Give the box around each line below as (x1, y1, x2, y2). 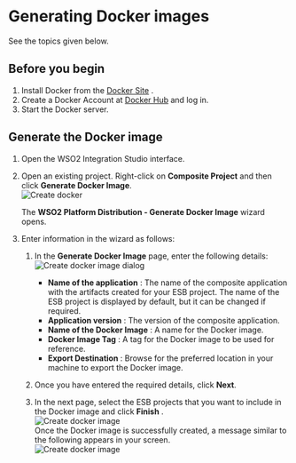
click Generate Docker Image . (20, 180, 132, 190)
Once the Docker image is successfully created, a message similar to (34, 425, 287, 435)
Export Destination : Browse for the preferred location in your (47, 353, 274, 363)
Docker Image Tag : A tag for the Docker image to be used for (47, 333, 275, 344)
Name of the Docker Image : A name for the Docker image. (47, 324, 264, 335)
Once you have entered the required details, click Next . (34, 379, 237, 390)
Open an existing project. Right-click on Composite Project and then (20, 171, 272, 181)
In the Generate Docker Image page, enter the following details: (34, 251, 269, 261)
